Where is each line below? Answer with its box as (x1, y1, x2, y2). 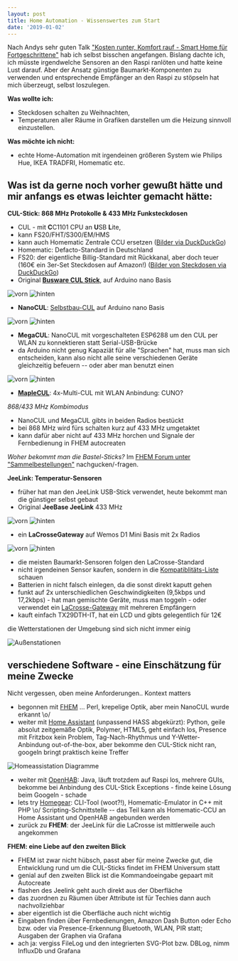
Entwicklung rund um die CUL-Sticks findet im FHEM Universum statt (17, 864, 220, 871)
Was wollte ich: (7, 95, 54, 103)
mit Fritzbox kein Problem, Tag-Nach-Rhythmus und (17, 733, 171, 741)
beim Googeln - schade (17, 790, 87, 799)
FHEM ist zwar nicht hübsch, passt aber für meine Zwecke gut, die (17, 856, 213, 864)
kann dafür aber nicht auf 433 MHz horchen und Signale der (17, 431, 195, 440)
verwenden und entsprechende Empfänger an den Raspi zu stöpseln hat (7, 73, 220, 82)
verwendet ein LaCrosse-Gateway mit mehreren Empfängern (17, 603, 197, 612)
